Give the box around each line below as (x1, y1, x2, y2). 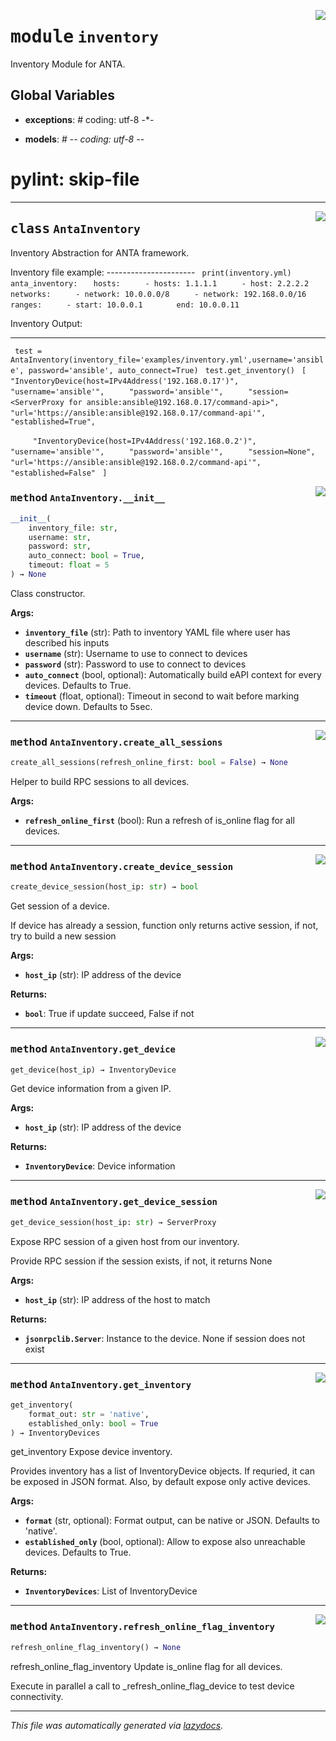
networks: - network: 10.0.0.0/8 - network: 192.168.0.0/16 (10, 289, 307, 299)
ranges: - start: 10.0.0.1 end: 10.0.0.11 (10, 300, 240, 310)
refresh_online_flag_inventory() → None (10, 1642, 182, 1652)
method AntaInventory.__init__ (10, 491, 166, 505)
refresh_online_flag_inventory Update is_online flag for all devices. (10, 1660, 283, 1672)
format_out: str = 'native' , (28, 1409, 150, 1419)
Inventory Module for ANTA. (10, 58, 126, 70)
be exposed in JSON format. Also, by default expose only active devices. (10, 1476, 311, 1488)
